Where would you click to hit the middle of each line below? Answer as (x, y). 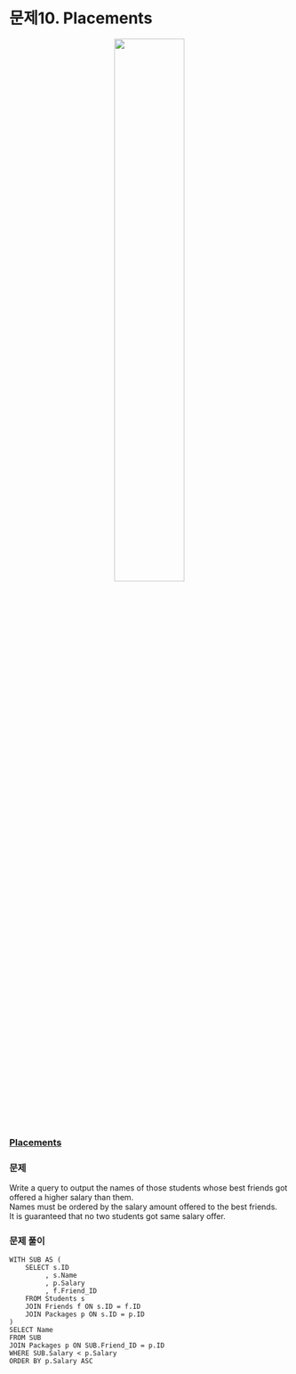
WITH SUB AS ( (36, 1260)
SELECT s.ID (47, 1268)
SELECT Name (31, 1330)
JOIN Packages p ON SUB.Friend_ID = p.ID (87, 1346)
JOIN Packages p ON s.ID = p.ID (85, 1314)
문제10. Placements (81, 18)
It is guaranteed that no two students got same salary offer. (118, 1216)
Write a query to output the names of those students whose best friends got (148, 1188)
